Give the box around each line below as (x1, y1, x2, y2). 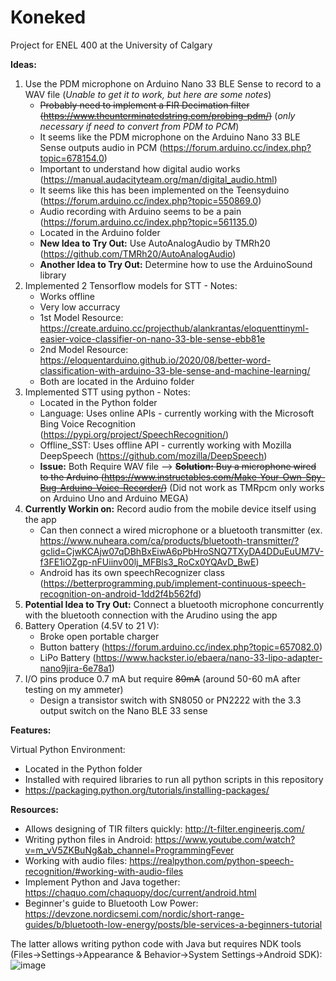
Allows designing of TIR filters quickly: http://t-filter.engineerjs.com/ (24, 822, 305, 835)
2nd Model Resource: (39, 343, 129, 355)
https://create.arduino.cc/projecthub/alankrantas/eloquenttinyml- (39, 322, 310, 334)
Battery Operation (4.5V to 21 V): (24, 619, 160, 631)
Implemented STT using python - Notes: (24, 386, 191, 398)
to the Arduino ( (39, 471, 105, 483)
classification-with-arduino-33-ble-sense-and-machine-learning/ (39, 364, 311, 376)
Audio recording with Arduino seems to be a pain (39, 205, 242, 217)
